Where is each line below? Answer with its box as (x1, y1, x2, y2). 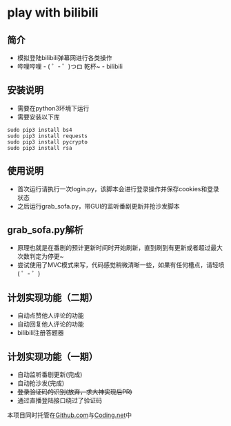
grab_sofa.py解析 (7, 224, 84, 236)
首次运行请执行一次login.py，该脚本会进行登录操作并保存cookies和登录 (17, 184, 219, 193)
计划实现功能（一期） (7, 351, 98, 362)
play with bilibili (7, 5, 99, 21)
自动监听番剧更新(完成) (17, 371, 83, 379)
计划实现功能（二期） (7, 291, 98, 303)
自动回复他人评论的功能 (17, 320, 84, 329)
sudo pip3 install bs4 (7, 126, 72, 133)
